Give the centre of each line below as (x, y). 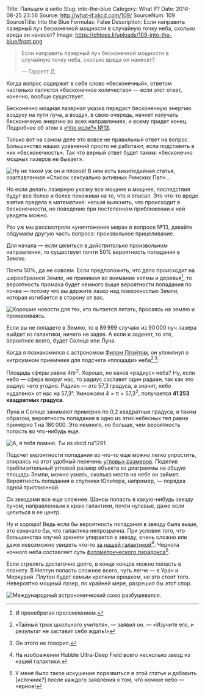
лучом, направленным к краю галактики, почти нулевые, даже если (95, 505)
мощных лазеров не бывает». (45, 159)
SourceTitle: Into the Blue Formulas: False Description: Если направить (96, 22)
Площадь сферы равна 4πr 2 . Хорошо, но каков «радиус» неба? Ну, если (101, 372)
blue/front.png (24, 41)
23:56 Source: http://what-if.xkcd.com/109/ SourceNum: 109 (99, 15)
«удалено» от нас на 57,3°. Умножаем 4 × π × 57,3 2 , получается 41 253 (98, 393)
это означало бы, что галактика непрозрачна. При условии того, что (96, 530)
